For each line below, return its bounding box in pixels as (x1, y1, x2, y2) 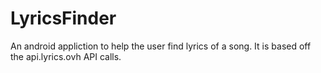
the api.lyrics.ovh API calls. (10, 50, 122, 62)
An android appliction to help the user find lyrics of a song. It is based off (10, 40, 312, 52)
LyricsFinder (10, 7, 117, 30)
